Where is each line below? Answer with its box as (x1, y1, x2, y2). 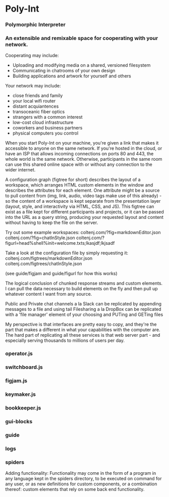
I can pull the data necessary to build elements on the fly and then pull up (5, 286, 158, 292)
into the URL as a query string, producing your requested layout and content (5, 214, 164, 220)
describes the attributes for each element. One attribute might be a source (5, 188, 160, 194)
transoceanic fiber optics (12, 109, 65, 115)
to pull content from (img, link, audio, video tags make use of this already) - (5, 193, 162, 199)
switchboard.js (5, 364, 43, 371)
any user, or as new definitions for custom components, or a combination (5, 481, 157, 487)
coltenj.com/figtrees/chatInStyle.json (5, 261, 82, 267)
